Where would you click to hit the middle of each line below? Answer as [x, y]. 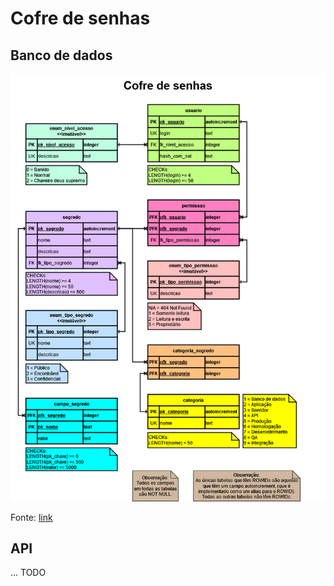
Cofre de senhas [80, 18]
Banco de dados [61, 55]
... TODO [28, 573]
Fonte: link [31, 517]
